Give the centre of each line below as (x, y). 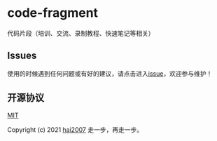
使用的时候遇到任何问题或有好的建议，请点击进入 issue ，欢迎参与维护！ (110, 73)
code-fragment (53, 13)
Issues (22, 56)
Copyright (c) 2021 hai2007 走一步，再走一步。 (75, 129)
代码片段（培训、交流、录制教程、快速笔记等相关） (81, 33)
